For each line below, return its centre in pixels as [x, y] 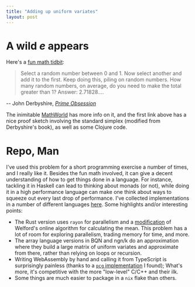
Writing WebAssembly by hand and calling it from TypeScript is [90, 259]
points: [14, 211]
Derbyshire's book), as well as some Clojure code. [67, 127]
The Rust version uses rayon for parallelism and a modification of [93, 222]
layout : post [22, 17]
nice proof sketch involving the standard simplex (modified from [83, 121]
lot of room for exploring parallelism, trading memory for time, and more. [102, 234]
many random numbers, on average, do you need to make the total [101, 86]
